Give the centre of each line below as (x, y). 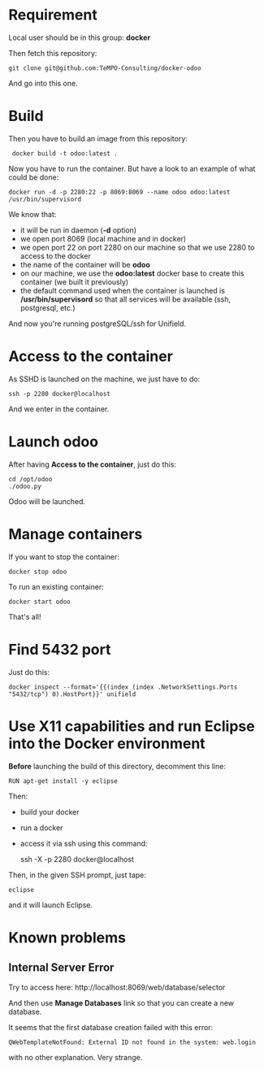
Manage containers (76, 534)
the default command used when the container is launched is (123, 290)
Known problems (67, 937)
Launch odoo (54, 441)
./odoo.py (25, 486)
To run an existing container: (56, 586)
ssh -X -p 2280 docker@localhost (77, 859)
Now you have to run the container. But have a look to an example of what (132, 168)
